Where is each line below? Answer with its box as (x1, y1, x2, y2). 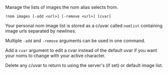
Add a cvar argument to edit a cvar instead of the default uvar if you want (5, 47, 157, 53)
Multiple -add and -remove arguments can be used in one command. (5, 37, 146, 43)
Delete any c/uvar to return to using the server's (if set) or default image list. (5, 62, 163, 68)
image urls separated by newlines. (5, 28, 76, 34)
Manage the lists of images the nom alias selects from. (5, 4, 118, 10)
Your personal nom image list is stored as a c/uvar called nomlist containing (5, 22, 162, 28)
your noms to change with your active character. (5, 52, 106, 58)
